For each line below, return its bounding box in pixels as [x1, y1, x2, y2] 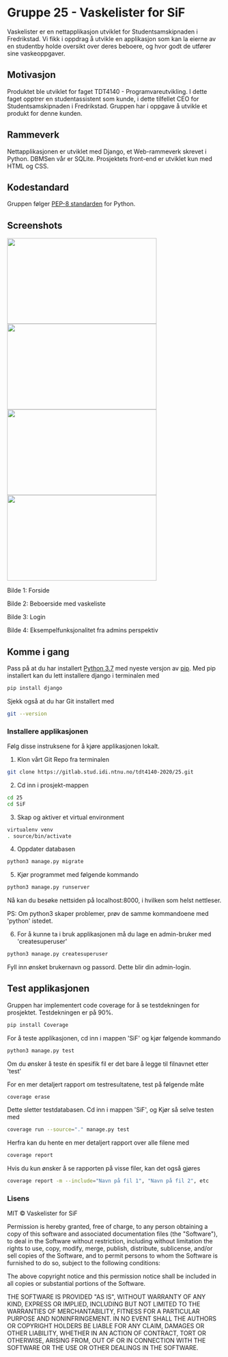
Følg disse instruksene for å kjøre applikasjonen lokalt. [7, 742, 160, 751]
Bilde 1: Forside [7, 586, 50, 595]
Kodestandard [7, 182, 70, 193]
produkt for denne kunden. [7, 109, 83, 117]
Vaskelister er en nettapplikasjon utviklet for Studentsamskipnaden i [7, 27, 198, 36]
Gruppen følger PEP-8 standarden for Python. [7, 200, 136, 208]
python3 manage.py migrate [7, 858, 84, 865]
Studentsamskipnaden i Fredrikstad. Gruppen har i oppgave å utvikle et [7, 101, 208, 110]
